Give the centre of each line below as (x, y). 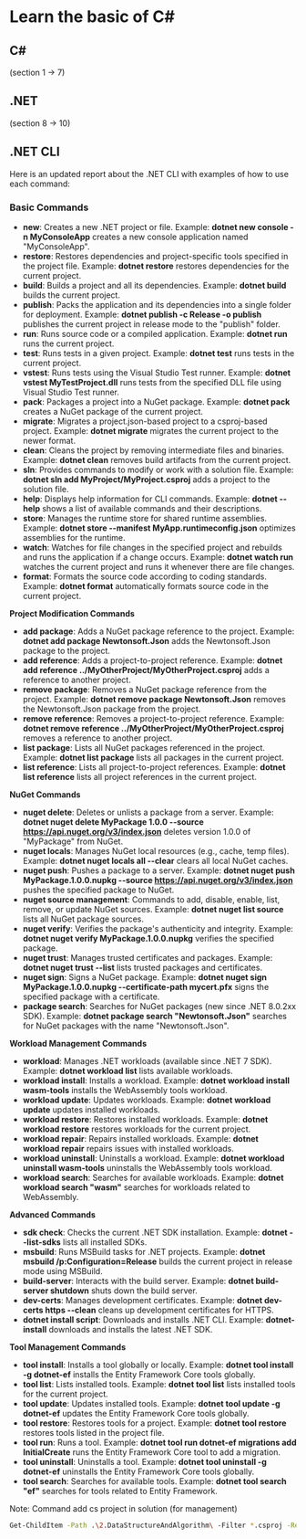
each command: (40, 184)
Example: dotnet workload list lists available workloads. (128, 1070)
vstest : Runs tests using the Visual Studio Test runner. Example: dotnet (157, 373)
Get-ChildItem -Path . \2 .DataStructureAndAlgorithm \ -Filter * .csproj (146, 1525)
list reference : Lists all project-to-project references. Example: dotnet (154, 767)
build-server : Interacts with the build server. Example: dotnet (138, 1281)
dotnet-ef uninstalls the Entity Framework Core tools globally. (138, 1471)
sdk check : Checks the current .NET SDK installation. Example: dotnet (155, 1232)
